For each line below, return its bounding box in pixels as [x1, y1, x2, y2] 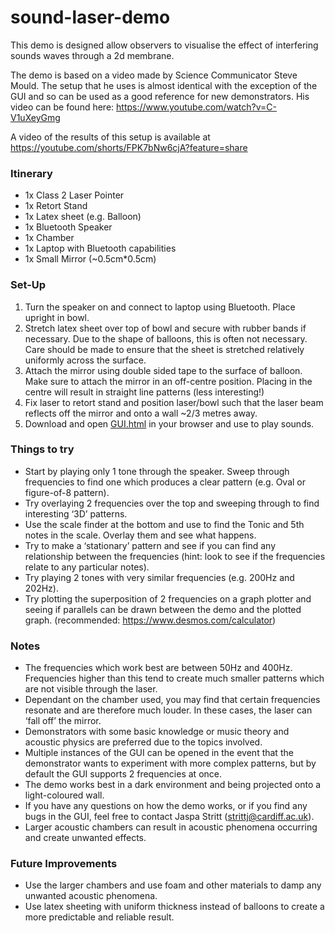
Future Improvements [10, 857, 118, 871]
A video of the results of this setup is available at [10, 131, 211, 143]
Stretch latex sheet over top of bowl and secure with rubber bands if [24, 322, 307, 334]
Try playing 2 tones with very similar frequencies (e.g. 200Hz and [24, 571, 295, 583]
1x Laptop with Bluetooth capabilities [24, 242, 177, 255]
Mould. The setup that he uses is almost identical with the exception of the [10, 79, 318, 91]
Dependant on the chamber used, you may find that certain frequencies [24, 694, 321, 706]
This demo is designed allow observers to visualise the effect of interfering [10, 39, 319, 51]
